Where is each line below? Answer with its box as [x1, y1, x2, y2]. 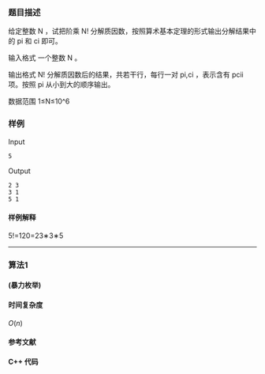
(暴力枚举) [8, 281, 42, 290]
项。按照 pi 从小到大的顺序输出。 [8, 80, 115, 89]
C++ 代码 [8, 357, 39, 366]
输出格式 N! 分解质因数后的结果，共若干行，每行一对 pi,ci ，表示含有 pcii [8, 70, 244, 80]
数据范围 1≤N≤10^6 [8, 96, 70, 106]
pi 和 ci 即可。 [17, 36, 63, 46]
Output [8, 166, 31, 176]
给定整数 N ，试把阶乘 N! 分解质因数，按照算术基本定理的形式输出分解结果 [8, 26, 250, 36]
